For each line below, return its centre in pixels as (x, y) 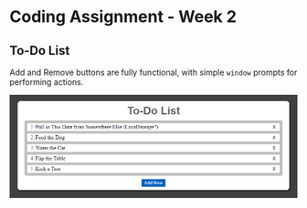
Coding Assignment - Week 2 (123, 17)
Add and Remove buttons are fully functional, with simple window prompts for (153, 72)
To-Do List (40, 51)
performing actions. (47, 82)
